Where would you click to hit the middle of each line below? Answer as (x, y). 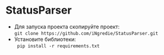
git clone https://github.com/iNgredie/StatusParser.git (86, 33)
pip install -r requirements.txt (58, 46)
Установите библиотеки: (45, 39)
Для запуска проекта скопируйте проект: (67, 27)
